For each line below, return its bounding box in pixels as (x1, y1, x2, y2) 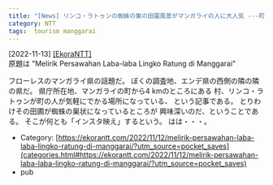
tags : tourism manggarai (8, 27, 96, 35)
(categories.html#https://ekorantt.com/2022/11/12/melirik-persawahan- (19, 150, 258, 160)
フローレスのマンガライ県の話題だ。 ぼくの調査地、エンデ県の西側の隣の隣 (8, 76, 260, 86)
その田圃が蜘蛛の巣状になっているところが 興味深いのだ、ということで (15, 106, 252, 116)
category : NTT (8, 19, 57, 28)
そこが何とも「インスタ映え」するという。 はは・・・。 (24, 117, 211, 127)
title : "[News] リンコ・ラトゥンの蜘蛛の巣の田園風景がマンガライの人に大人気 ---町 (8, 11, 266, 20)
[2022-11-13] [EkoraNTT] (8, 49, 92, 59)
